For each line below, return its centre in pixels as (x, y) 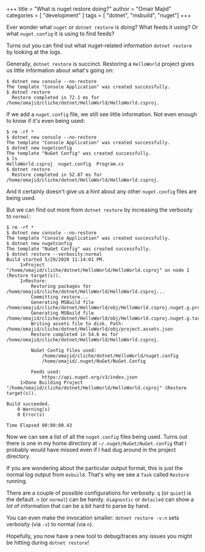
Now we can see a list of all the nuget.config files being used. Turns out (97, 437)
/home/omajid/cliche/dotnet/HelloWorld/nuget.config (110, 356)
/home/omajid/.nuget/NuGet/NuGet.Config (94, 361)
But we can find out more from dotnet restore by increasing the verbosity (100, 210)
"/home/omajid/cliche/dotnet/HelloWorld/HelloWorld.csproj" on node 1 (98, 270)
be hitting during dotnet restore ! (48, 543)
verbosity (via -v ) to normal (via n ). (50, 524)
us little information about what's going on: (60, 70)
